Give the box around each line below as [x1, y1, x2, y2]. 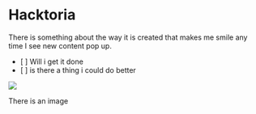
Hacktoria [8, 6, 76, 24]
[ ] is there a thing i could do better [19, 65, 136, 74]
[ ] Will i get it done [19, 57, 83, 66]
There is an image [8, 95, 69, 106]
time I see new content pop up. [8, 40, 112, 50]
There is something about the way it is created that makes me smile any [8, 32, 248, 42]
